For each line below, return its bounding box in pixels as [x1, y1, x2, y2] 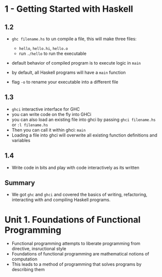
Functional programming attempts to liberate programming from [11, 241, 140, 247]
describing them [11, 267, 45, 273]
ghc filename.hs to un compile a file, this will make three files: [11, 36, 137, 42]
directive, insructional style [11, 246, 67, 252]
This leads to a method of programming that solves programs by [11, 261, 142, 267]
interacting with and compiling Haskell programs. [11, 197, 111, 203]
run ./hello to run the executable [19, 50, 87, 56]
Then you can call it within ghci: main [11, 127, 86, 133]
